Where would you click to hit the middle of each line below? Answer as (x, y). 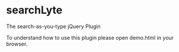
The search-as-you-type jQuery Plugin (53, 26)
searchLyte (34, 10)
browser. (17, 44)
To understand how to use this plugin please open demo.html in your (90, 37)
